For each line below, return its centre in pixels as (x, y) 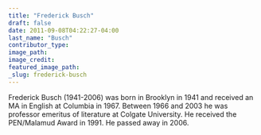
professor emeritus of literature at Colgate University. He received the (123, 114)
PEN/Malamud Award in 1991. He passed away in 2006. (99, 122)
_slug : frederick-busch (48, 75)
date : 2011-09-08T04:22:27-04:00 (64, 30)
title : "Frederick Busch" (51, 15)
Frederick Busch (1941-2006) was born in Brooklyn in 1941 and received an (131, 97)
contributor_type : (39, 45)
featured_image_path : (44, 67)
